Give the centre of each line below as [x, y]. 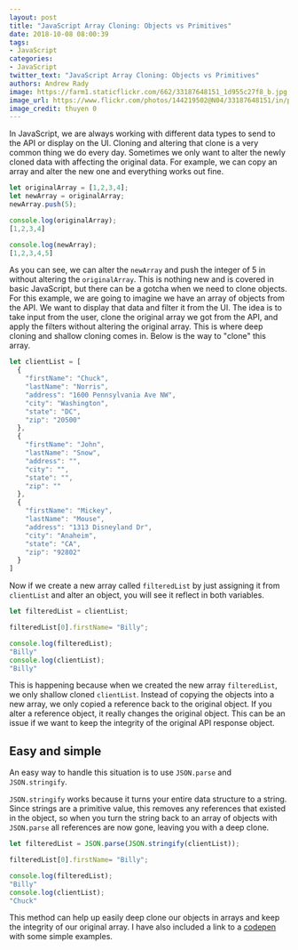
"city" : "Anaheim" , [61, 535]
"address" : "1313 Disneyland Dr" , [89, 527]
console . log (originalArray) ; [63, 220]
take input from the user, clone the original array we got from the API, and [144, 318]
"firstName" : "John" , [65, 445]
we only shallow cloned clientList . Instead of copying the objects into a [142, 695]
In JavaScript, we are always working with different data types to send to [142, 133]
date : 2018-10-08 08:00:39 [59, 34]
